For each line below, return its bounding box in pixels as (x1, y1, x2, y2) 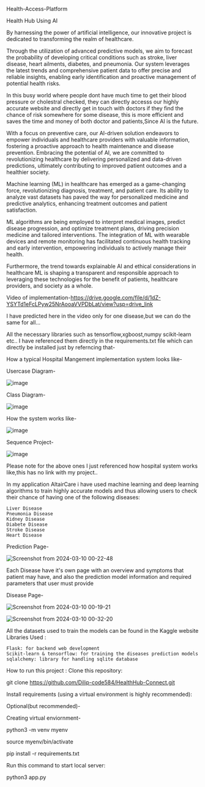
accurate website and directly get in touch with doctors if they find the (6, 105, 184, 112)
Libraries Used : (6, 633, 47, 641)
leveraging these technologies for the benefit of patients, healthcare (6, 275, 179, 283)
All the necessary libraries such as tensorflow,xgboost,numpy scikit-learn (6, 330, 192, 338)
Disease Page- (6, 592, 44, 599)
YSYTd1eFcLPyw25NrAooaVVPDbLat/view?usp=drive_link (6, 300, 153, 308)
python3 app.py (6, 774, 47, 781)
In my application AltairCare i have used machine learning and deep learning (6, 480, 199, 488)
